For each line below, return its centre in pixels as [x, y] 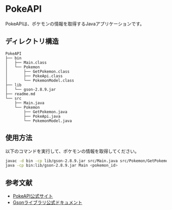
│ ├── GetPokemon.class [38, 71]
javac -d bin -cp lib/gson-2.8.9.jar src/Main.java [61, 161]
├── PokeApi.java [42, 116]
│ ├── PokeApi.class [34, 76]
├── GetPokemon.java [46, 112]
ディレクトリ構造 [32, 41]
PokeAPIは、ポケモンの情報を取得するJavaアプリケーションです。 [75, 24]
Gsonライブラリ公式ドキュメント [48, 202]
